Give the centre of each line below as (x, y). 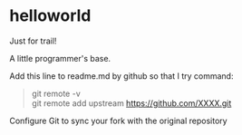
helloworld (50, 16)
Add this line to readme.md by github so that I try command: (121, 76)
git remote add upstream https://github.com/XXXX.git (131, 103)
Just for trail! (33, 41)
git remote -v (56, 93)
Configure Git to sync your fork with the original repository (119, 121)
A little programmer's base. (60, 58)
